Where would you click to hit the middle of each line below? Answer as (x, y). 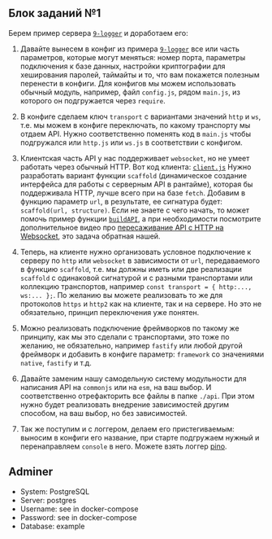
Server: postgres (48, 500)
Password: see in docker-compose (78, 517)
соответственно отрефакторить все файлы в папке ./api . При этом (137, 396)
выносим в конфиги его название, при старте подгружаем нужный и (140, 437)
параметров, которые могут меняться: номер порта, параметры (133, 57)
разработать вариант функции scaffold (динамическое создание (134, 175)
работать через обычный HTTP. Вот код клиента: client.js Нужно (136, 167)
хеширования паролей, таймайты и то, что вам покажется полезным (140, 74)
